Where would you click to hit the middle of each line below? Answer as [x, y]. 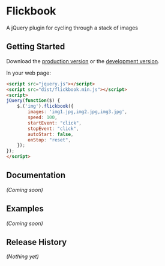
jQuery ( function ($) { [33, 101]
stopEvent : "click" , [53, 128]
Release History [37, 242]
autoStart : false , [51, 134]
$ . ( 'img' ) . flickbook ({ [45, 107]
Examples [25, 209]
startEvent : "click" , [55, 123]
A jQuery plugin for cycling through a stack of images [72, 28]
